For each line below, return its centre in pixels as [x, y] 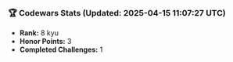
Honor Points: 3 [45, 42]
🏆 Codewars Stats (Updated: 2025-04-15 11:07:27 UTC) [117, 13]
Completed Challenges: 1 [61, 49]
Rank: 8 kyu [39, 33]
